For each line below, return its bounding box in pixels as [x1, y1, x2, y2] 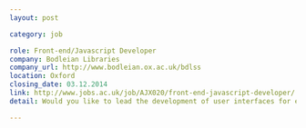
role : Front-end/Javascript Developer [9, 46, 157, 55]
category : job [9, 29, 64, 39]
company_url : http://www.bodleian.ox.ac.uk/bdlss [9, 63, 202, 73]
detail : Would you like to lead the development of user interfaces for [9, 96, 291, 105]
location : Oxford [9, 72, 76, 81]
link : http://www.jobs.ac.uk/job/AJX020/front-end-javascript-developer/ [9, 88, 296, 97]
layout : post [9, 13, 59, 23]
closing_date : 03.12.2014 [9, 80, 107, 89]
